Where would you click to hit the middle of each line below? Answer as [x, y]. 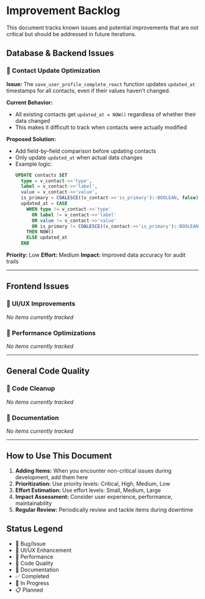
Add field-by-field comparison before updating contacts [86, 151]
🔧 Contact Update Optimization [53, 71]
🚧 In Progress [32, 583]
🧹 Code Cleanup [31, 389]
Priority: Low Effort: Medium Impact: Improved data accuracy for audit [96, 255]
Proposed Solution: [31, 139]
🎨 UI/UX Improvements [41, 304]
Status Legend [34, 529]
